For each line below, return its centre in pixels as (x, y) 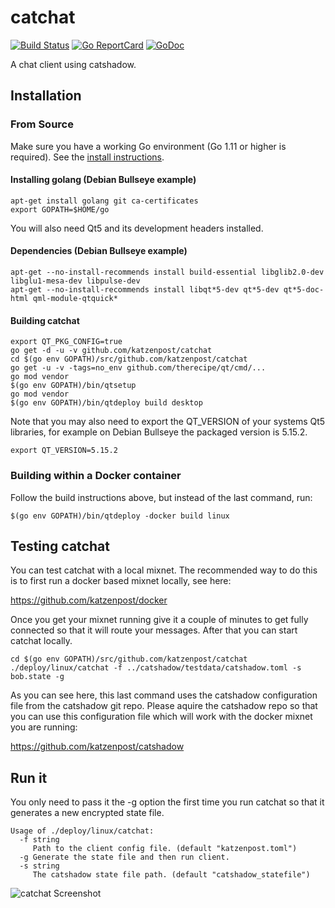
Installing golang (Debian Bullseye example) (103, 180)
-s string (39, 866)
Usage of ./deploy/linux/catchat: (82, 831)
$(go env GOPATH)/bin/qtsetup (73, 386)
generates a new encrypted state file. (87, 813)
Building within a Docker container (96, 476)
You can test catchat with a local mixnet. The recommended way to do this (164, 570)
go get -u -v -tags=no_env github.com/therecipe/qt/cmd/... (138, 368)
